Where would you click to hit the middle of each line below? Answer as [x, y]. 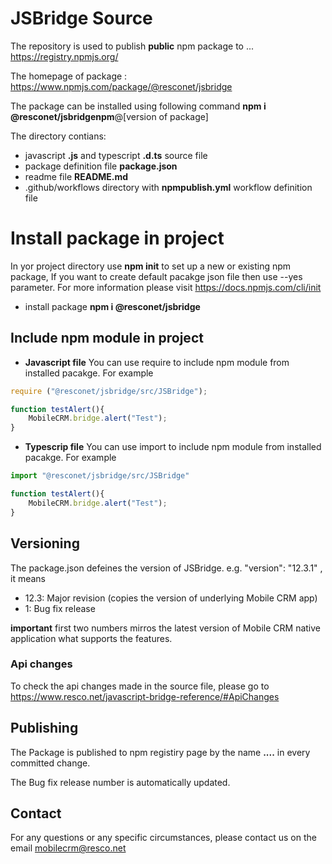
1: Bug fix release [60, 608]
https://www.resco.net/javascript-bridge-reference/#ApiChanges [145, 696]
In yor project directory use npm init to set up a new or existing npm [151, 266]
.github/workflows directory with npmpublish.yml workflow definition [168, 187]
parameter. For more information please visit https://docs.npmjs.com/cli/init [166, 287]
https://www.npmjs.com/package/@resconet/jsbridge [121, 86]
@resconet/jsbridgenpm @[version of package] [109, 116]
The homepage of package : [69, 76]
